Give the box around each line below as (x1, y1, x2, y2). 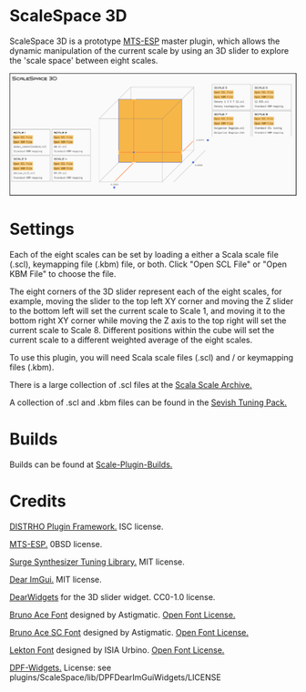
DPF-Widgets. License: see (9, 662, 112, 673)
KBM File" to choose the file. (9, 268, 117, 279)
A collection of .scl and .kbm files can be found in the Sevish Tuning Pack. (9, 397, 288, 408)
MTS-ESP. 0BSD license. (9, 538, 103, 549)
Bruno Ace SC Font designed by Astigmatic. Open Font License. (9, 626, 249, 637)
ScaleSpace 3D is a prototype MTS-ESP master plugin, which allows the (9, 36, 280, 46)
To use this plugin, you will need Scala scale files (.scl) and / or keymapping (9, 351, 294, 362)
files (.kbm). (9, 361, 55, 372)
